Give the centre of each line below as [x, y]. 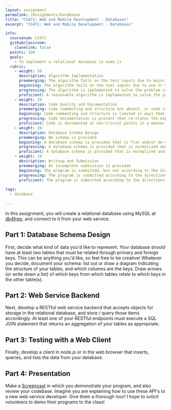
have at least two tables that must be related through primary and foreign [82, 252]
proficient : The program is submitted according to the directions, [93, 180]
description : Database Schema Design [59, 133]
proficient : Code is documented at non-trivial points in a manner [92, 123]
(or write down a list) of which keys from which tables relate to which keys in [85, 274]
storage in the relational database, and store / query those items [73, 313]
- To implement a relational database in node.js [68, 62]
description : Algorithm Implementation [61, 76]
